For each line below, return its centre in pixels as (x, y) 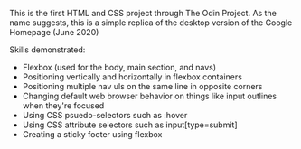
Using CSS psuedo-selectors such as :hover (105, 115)
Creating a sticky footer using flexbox (92, 134)
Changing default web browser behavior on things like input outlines (150, 96)
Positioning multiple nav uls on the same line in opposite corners (142, 86)
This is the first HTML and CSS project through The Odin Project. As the (143, 13)
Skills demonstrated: (47, 50)
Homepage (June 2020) (54, 32)
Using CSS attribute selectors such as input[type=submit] (130, 125)
